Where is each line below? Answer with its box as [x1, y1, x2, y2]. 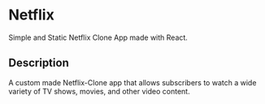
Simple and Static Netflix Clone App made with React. [8, 32, 189, 42]
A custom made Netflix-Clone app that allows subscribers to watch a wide [8, 77, 257, 87]
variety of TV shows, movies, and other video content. [8, 86, 190, 96]
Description [8, 56, 69, 70]
